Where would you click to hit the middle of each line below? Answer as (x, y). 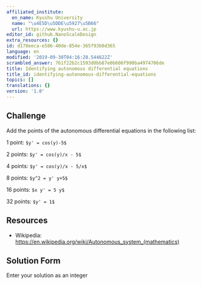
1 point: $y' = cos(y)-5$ (37, 142)
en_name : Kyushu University (47, 18)
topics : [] (20, 80)
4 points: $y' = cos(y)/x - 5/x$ (47, 166)
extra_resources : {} (33, 40)
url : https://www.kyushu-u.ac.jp (54, 29)
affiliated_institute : (35, 12)
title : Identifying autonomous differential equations (77, 69)
